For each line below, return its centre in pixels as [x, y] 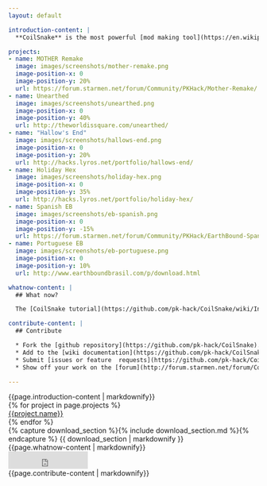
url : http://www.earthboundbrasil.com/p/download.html [108, 273]
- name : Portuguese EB [46, 244]
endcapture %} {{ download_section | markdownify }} [96, 439]
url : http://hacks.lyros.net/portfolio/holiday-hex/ [104, 199]
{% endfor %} [31, 422]
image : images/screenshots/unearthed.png [85, 103]
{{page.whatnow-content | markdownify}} [77, 447]
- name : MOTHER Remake [46, 59]
